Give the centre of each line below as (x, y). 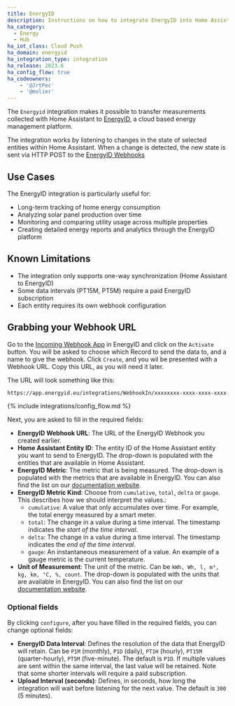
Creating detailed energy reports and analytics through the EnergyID (116, 229)
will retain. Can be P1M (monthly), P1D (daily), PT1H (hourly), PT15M (110, 651)
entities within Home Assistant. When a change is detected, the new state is (116, 147)
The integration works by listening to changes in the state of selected (107, 140)
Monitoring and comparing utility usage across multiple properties (113, 222)
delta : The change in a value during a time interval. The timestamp (124, 537)
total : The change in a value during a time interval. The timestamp (124, 522)
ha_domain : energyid (37, 53)
